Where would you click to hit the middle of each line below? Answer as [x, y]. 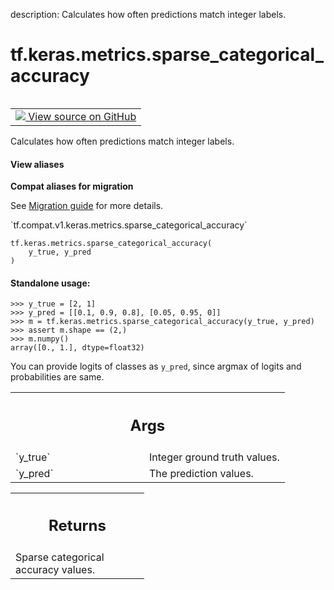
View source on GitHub [82, 116]
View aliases [37, 164]
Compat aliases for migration [72, 186]
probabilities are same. [57, 377]
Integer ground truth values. [214, 457]
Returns [77, 526]
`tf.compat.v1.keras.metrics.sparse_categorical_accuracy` [129, 225]
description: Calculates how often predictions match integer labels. [148, 14]
